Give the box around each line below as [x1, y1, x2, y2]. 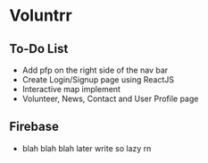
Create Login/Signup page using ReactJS [21, 74, 175, 85]
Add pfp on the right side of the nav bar [21, 64, 169, 75]
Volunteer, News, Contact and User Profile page [21, 93, 199, 104]
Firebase [9, 119, 60, 134]
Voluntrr [9, 5, 73, 26]
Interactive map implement [21, 84, 121, 94]
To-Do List [9, 41, 69, 56]
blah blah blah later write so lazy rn [21, 142, 152, 153]
